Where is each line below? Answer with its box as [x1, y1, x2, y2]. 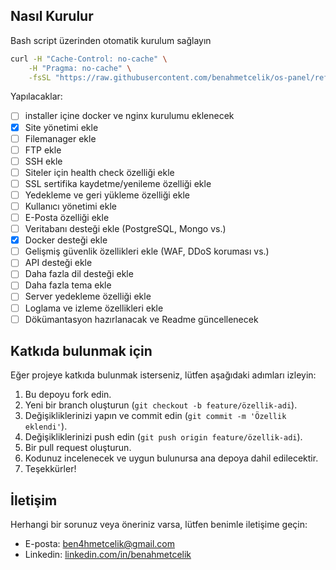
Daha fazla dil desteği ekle [24, 268, 134, 280]
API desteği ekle [24, 257, 93, 269]
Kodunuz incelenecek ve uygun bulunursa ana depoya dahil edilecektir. [24, 452, 319, 464]
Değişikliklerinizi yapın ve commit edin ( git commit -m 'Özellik [24, 410, 287, 422]
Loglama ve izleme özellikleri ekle [24, 302, 164, 314]
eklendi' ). [24, 420, 68, 433]
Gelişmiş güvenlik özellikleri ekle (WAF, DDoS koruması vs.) [24, 245, 270, 258]
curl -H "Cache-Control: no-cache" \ [10, 54, 168, 64]
